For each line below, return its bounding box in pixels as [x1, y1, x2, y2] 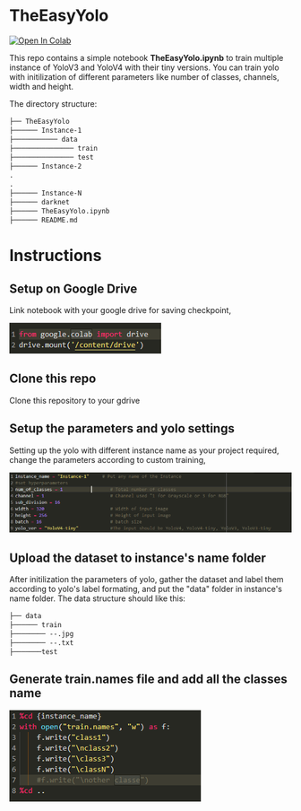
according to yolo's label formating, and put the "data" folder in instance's [9, 584, 282, 595]
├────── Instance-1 [9, 126, 82, 135]
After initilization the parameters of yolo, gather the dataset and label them [9, 574, 284, 585]
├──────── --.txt [9, 639, 74, 648]
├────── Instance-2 [9, 161, 82, 170]
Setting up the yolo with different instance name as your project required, [9, 445, 279, 456]
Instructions [9, 246, 102, 266]
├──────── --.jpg [9, 630, 74, 639]
